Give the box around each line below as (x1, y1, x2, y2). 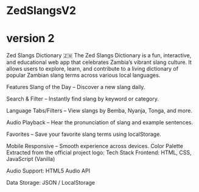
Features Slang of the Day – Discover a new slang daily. (6, 84, 145, 91)
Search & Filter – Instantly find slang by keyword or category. (6, 95, 159, 102)
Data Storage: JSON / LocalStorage (6, 179, 96, 187)
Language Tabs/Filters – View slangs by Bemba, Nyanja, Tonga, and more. (6, 107, 193, 115)
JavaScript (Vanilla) (6, 155, 55, 163)
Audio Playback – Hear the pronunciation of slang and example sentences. (6, 119, 194, 126)
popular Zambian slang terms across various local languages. (6, 71, 161, 79)
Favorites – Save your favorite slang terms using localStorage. (6, 130, 161, 138)
